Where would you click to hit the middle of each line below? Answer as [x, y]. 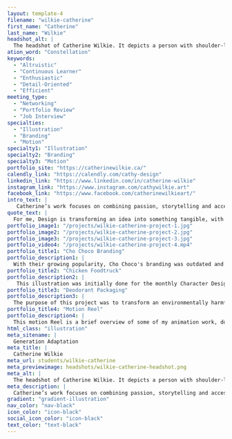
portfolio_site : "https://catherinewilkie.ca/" [77, 168]
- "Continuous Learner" [47, 71]
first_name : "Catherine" [43, 26]
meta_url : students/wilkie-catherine [61, 361]
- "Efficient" [33, 91]
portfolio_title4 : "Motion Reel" [55, 309]
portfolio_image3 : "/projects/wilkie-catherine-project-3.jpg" [100, 239]
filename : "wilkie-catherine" [51, 20]
